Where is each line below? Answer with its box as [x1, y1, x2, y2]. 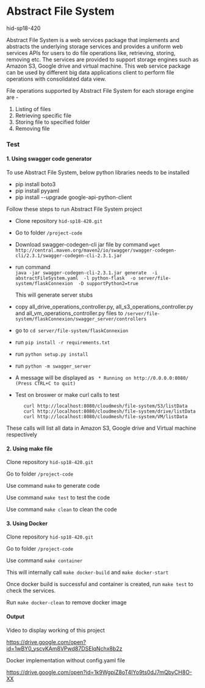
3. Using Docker [6, 520, 48, 527]
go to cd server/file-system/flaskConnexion [15, 327, 129, 334]
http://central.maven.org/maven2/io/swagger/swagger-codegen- [15, 247, 177, 254]
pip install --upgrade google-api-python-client [15, 194, 132, 201]
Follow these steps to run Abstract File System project [6, 206, 142, 213]
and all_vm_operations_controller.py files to [15, 310, 123, 317]
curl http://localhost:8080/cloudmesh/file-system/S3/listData [23, 403, 188, 410]
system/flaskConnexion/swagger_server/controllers [15, 316, 147, 322]
